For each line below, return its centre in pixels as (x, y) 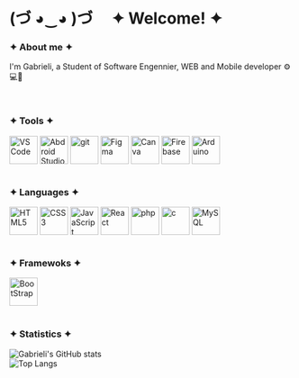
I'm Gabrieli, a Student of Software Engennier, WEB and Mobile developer (145, 67)
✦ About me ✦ (41, 48)
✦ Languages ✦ (44, 192)
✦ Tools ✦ (32, 121)
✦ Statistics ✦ (41, 334)
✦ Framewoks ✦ (45, 263)
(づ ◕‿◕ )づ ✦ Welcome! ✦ (116, 18)
